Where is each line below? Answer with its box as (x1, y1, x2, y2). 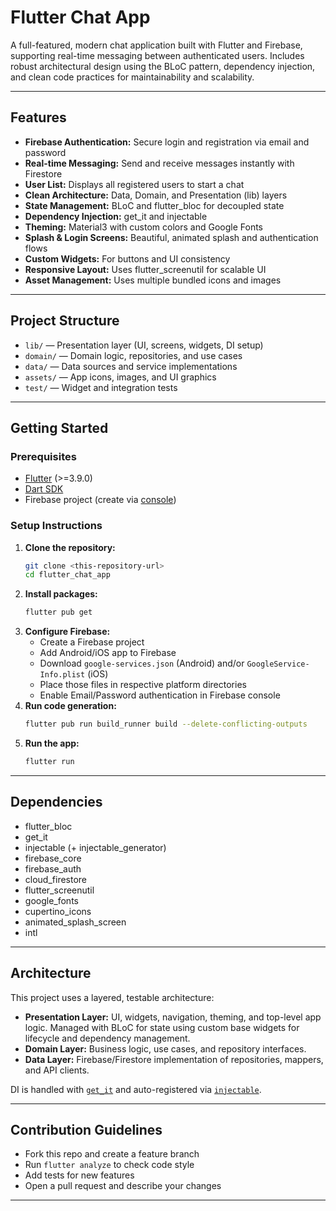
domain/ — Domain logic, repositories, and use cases (24, 349, 243, 361)
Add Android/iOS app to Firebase (39, 647, 177, 659)
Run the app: (24, 737, 80, 750)
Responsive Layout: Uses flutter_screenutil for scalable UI (24, 263, 267, 275)
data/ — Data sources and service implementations (24, 360, 238, 372)
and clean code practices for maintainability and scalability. (10, 71, 255, 83)
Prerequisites (10, 449, 77, 463)
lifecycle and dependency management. (24, 1032, 191, 1044)
